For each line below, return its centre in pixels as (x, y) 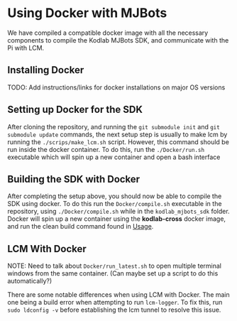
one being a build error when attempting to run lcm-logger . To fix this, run (115, 303)
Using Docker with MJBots (87, 13)
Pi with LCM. (26, 48)
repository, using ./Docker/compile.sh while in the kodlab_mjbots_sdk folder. (118, 212)
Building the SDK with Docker (74, 179)
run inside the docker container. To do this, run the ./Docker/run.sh (106, 149)
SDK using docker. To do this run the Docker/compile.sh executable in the (115, 204)
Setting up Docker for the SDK (75, 110)
